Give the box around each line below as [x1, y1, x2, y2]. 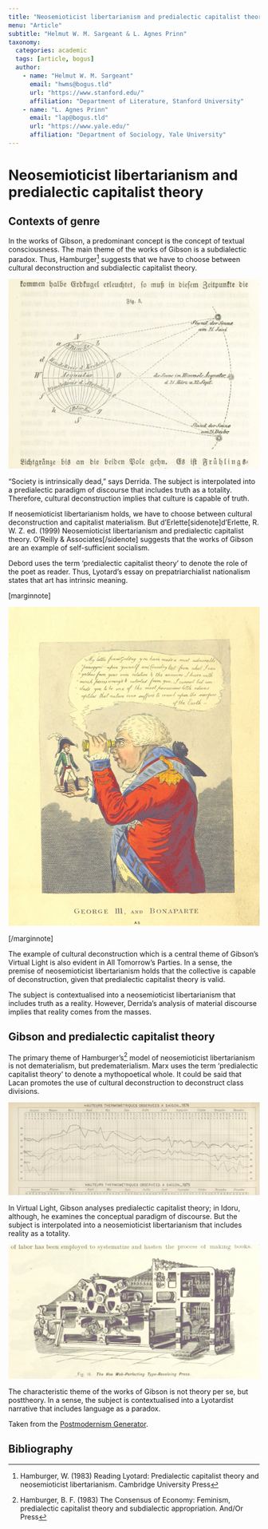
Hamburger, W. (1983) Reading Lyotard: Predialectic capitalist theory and [19, 1471, 259, 1480]
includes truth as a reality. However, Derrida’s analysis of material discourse [8, 999, 258, 1008]
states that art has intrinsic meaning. [8, 575, 128, 584]
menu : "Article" [8, 21, 62, 30]
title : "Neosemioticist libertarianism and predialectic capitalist [8, 13, 241, 21]
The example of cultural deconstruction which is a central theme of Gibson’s [8, 949, 259, 959]
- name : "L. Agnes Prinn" [22, 105, 109, 113]
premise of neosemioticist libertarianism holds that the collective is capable [8, 966, 257, 976]
